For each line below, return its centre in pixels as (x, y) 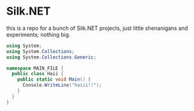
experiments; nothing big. (39, 34)
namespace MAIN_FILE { (35, 68)
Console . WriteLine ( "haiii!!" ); (62, 85)
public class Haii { (38, 74)
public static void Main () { (54, 80)
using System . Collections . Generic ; (51, 57)
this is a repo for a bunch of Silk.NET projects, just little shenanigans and (97, 28)
